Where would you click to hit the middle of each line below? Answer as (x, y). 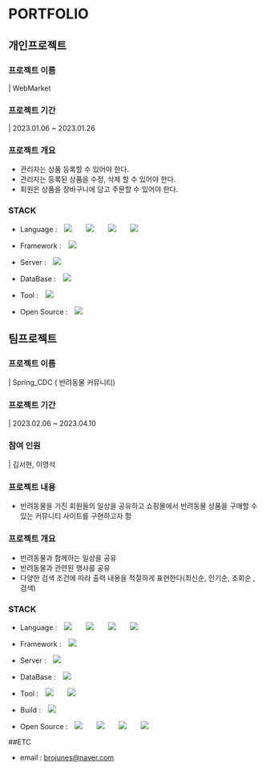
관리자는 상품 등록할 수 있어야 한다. (75, 170)
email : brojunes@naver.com (67, 757)
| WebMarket (30, 88)
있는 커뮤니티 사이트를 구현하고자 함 (76, 516)
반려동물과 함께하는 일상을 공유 (68, 558)
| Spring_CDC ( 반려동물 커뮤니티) (62, 383)
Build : (30, 710)
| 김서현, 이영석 (32, 464)
